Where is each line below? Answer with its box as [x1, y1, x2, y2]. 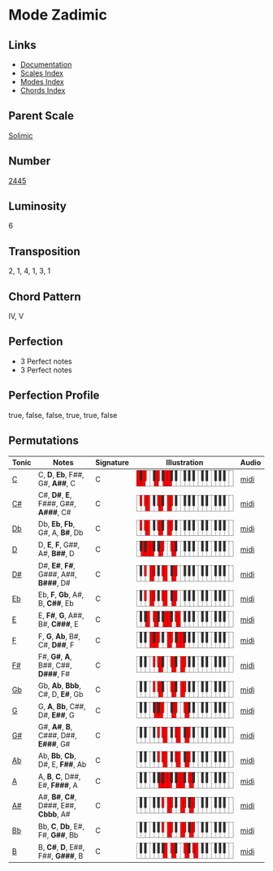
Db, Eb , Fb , [37, 519, 76, 529]
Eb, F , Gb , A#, [37, 590, 84, 599]
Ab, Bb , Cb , [37, 751, 76, 761]
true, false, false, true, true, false [8, 410, 118, 420]
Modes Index [19, 77, 64, 86]
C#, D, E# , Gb [37, 689, 84, 699]
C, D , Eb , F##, [37, 470, 84, 480]
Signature [94, 458, 130, 467]
